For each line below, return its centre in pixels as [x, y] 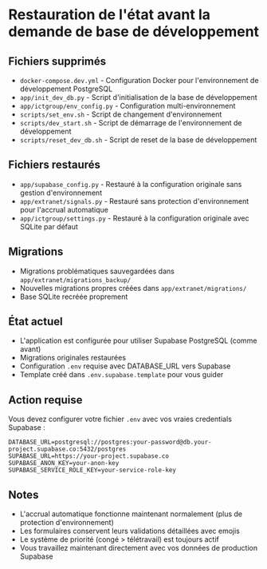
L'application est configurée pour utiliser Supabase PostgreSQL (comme [138, 340]
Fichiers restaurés [55, 165]
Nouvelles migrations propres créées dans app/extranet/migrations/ [133, 288]
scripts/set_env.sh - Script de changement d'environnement [121, 114]
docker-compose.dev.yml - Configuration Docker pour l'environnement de [139, 80]
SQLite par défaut [49, 226]
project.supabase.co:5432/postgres [67, 449]
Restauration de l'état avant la [110, 15]
